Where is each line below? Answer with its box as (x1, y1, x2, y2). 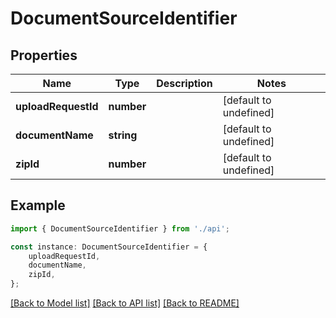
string (108, 128, 138, 142)
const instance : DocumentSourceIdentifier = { (10, 242, 208, 252)
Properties (10, 47, 78, 64)
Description (156, 77, 213, 90)
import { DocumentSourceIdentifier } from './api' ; (10, 223, 230, 234)
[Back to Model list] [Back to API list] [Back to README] (10, 297, 240, 309)
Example (10, 197, 66, 214)
